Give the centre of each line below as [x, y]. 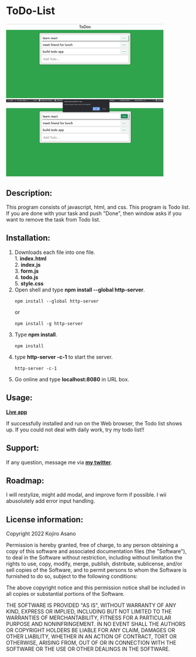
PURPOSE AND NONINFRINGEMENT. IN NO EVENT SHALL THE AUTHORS [96, 624]
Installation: [28, 238]
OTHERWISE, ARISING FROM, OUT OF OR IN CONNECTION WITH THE [91, 643]
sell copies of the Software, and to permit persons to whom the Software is [97, 570]
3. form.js [27, 271]
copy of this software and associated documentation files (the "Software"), [97, 551]
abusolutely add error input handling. [51, 501]
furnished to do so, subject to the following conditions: [72, 576]
